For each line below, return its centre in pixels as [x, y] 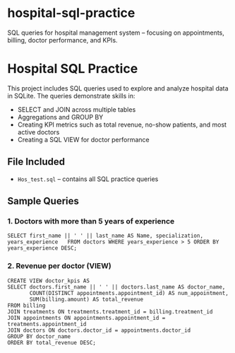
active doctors [38, 132]
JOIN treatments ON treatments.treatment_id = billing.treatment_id [110, 312]
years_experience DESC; [42, 248]
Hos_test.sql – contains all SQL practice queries [88, 179]
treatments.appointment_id [47, 324]
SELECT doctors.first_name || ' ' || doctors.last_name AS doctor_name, [116, 287]
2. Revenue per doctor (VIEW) [59, 266]
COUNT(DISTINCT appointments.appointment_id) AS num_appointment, [129, 293]
